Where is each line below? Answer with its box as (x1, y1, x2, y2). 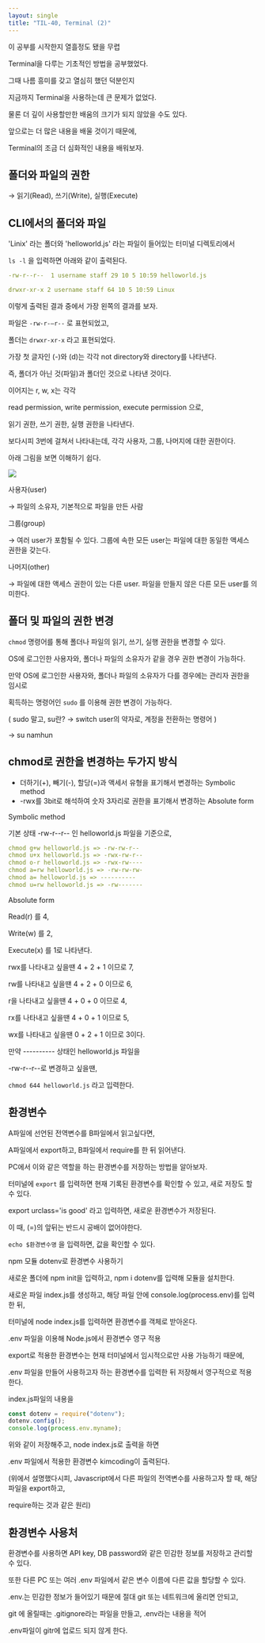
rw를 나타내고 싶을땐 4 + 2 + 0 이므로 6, (8, 979, 133, 988)
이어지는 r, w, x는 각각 (8, 386, 77, 395)
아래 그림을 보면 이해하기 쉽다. (8, 453, 101, 463)
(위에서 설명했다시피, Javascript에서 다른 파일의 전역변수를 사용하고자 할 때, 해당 (8, 1473, 258, 1484)
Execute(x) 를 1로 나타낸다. (8, 945, 93, 954)
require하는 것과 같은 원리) (8, 1500, 91, 1510)
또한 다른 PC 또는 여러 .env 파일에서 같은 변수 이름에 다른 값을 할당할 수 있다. (8, 1576, 246, 1584)
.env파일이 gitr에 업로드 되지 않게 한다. (8, 1626, 128, 1635)
